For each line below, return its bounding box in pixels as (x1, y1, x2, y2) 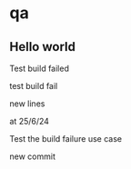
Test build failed (9, 63, 70, 74)
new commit (9, 151, 56, 162)
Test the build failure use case (9, 134, 123, 144)
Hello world (9, 39, 76, 55)
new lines (9, 98, 45, 109)
